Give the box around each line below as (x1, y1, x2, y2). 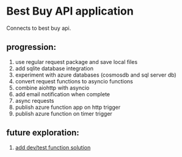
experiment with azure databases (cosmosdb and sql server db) (15, 71, 177, 78)
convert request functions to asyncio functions (15, 77, 133, 85)
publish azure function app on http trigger (15, 103, 121, 111)
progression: (6, 42, 57, 52)
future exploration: (6, 128, 79, 138)
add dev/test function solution (15, 144, 91, 151)
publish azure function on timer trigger (15, 110, 113, 117)
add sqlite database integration (15, 65, 93, 72)
